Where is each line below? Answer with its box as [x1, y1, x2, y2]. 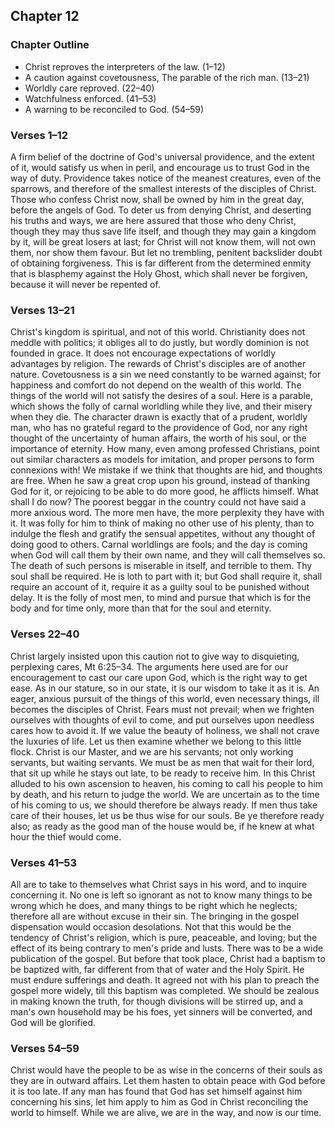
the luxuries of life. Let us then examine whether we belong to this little [10, 735, 302, 747]
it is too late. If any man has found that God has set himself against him [10, 1085, 303, 1098]
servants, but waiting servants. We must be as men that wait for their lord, [10, 756, 315, 768]
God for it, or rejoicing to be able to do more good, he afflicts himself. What [10, 485, 319, 498]
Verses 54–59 [10, 1041, 80, 1055]
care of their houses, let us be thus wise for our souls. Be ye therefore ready [10, 809, 325, 821]
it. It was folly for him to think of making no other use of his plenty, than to [10, 517, 315, 529]
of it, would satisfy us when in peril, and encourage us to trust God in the [10, 161, 310, 173]
